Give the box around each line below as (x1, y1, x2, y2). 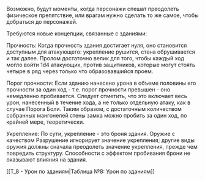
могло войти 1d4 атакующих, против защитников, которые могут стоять (6, 61, 196, 68)
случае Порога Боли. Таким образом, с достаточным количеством (6, 105, 182, 112)
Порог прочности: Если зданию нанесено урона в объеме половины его (6, 79, 196, 87)
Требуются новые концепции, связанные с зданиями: (6, 30, 147, 37)
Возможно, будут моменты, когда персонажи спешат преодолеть (6, 5, 179, 12)
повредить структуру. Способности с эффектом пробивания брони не (6, 149, 191, 157)
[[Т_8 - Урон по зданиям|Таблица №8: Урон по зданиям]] (6, 168, 155, 175)
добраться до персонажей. (6, 18, 78, 25)
